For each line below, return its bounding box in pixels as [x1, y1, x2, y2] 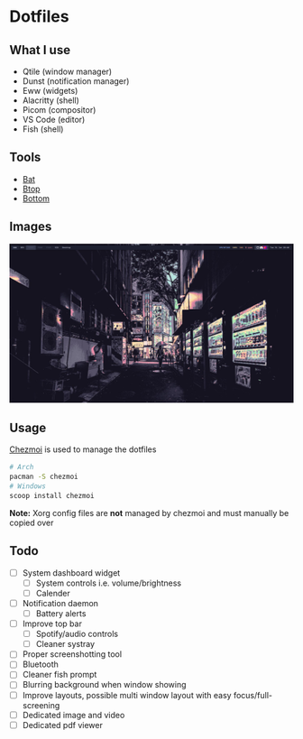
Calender [35, 587, 70, 598]
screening [22, 699, 60, 710]
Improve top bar [22, 618, 83, 629]
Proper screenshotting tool [22, 649, 123, 660]
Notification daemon [22, 597, 99, 608]
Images [9, 219, 52, 235]
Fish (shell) [22, 124, 64, 134]
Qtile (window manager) [22, 66, 113, 77]
